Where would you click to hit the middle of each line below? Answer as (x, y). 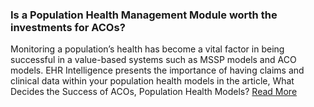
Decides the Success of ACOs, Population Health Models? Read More (154, 92)
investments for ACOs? (68, 27)
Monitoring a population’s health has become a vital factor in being (147, 49)
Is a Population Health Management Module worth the (144, 15)
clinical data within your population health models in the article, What (152, 81)
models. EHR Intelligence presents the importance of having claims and (157, 70)
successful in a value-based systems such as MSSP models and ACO (153, 60)
